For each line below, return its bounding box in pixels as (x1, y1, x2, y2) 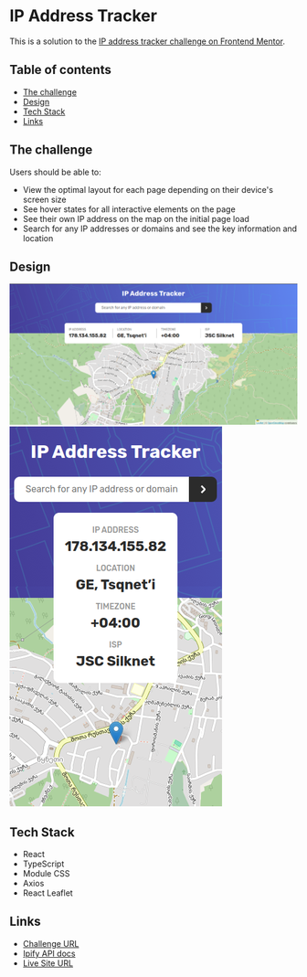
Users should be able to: (9, 166, 102, 177)
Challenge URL (22, 938, 79, 949)
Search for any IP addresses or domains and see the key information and (22, 223, 298, 234)
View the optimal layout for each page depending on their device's (22, 184, 274, 195)
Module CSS (22, 868, 70, 878)
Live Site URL (22, 957, 74, 969)
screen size (22, 194, 67, 205)
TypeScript (22, 858, 65, 869)
